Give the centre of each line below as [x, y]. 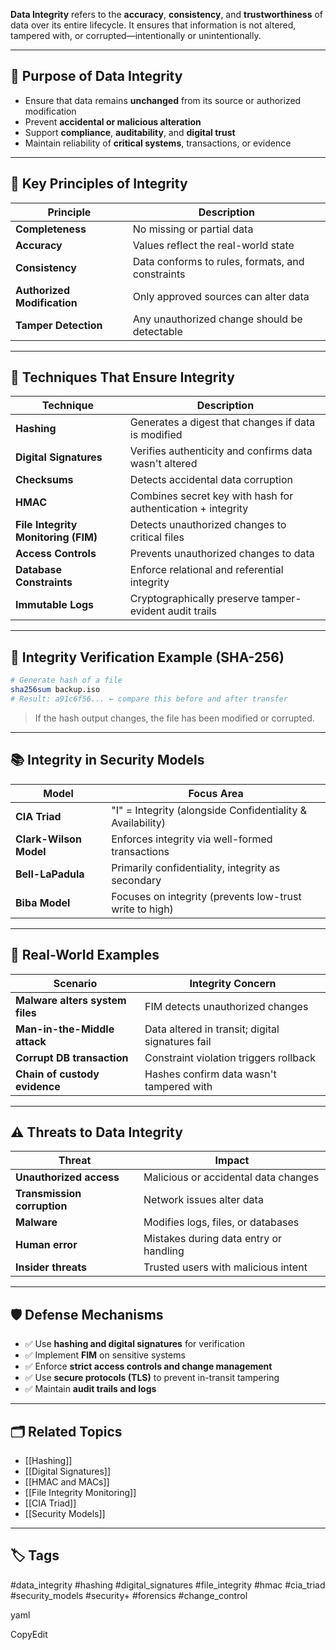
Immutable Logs [55, 605]
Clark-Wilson [48, 839]
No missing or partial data [193, 229]
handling [164, 1251]
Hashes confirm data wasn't [210, 1074]
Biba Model [43, 902]
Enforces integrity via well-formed [192, 839]
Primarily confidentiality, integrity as [196, 867]
